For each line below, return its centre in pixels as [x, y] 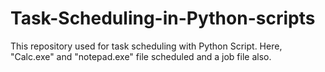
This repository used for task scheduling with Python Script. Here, [146, 46]
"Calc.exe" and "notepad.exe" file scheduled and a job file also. [141, 56]
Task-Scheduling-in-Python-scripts [163, 18]
